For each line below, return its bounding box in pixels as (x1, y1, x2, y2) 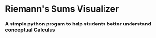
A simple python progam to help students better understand (5, 21, 151, 27)
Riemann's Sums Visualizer (5, 3, 119, 14)
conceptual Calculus (5, 26, 55, 33)
